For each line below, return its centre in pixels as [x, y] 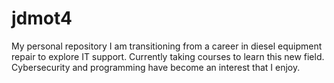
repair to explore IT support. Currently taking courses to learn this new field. [168, 56]
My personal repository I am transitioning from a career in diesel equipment [167, 46]
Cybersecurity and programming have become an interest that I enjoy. [156, 67]
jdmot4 [42, 18]
